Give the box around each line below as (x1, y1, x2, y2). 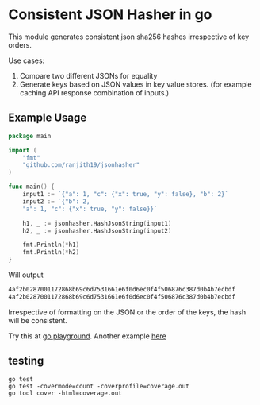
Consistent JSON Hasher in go (8, 6, 212, 24)
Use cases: (8, 56, 45, 65)
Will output (8, 270, 44, 280)
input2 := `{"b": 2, (22, 197, 90, 206)
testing (8, 354, 44, 368)
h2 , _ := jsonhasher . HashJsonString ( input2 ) (22, 226, 172, 235)
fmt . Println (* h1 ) (22, 241, 80, 249)
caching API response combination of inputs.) (19, 87, 170, 97)
